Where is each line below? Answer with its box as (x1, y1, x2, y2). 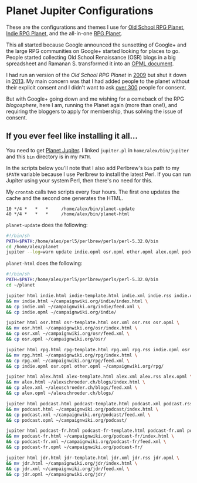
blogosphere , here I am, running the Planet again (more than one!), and (6, 101, 178, 108)
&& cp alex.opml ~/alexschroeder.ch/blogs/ (6, 390, 114, 396)
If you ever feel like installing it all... (6, 131, 138, 141)
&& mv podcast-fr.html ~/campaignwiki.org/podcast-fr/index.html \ (6, 434, 175, 439)
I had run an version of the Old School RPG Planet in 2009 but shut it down (6, 71, 186, 78)
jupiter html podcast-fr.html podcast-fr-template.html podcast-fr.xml (6, 428, 185, 434)
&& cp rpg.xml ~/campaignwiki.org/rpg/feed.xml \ (6, 358, 130, 364)
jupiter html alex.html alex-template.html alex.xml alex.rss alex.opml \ (6, 374, 193, 380)
